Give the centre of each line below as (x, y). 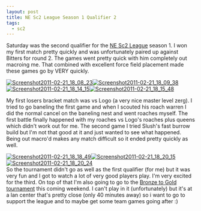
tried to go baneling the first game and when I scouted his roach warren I (97, 107)
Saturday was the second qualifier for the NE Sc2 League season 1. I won (97, 46)
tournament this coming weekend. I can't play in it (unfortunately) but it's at (99, 189)
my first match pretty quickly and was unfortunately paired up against (92, 52)
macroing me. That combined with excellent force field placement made (95, 65)
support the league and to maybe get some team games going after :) (92, 201)
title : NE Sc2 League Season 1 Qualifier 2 (61, 17)
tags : (13, 23)
